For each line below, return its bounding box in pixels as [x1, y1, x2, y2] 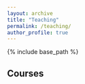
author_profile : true [7, 29, 69, 36]
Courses [7, 68, 44, 79]
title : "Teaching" [7, 16, 59, 23]
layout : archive [7, 10, 53, 17]
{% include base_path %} [7, 48, 79, 56]
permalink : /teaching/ [7, 23, 71, 29]
